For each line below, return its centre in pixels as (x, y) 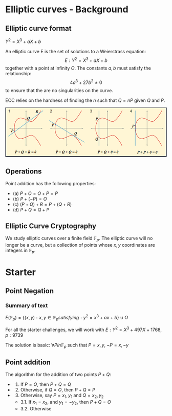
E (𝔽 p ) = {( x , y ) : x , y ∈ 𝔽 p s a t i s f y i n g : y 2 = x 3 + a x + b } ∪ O (67, 318)
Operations (24, 171)
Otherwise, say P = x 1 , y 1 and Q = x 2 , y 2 (62, 396)
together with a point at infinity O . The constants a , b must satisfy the (78, 68)
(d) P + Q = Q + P (31, 210)
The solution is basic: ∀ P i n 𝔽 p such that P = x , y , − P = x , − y (67, 345)
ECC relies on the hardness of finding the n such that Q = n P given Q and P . (85, 100)
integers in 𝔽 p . (20, 251)
